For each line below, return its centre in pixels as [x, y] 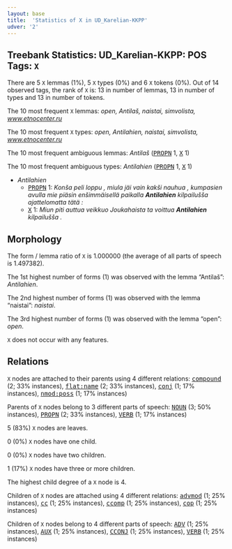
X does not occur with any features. [58, 340]
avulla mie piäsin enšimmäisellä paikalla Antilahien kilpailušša [118, 195]
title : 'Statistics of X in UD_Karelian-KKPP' [78, 20]
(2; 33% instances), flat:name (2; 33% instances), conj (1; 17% [101, 386]
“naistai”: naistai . [31, 305]
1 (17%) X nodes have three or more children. [71, 468]
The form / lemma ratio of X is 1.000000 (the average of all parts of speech [114, 256]
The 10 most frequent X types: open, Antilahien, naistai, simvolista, [103, 132]
